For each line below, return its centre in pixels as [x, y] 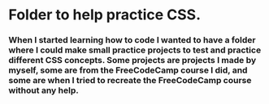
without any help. [43, 90]
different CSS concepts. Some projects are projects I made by [132, 60]
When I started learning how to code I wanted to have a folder [132, 40]
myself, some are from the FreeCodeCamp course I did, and [128, 70]
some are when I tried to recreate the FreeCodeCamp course [130, 81]
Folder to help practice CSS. [105, 15]
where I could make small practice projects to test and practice [135, 50]
